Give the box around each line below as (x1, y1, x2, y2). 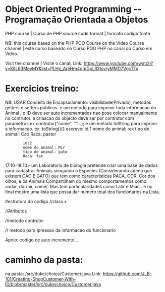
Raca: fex (23, 153, 43, 158)
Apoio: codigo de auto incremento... (5, 237, 78, 243)
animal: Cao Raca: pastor (5, 131, 56, 137)
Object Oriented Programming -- (5, 3, 142, 15)
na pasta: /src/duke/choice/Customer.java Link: (5, 271, 102, 277)
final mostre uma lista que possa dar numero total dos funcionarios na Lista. (5, 189, 160, 195)
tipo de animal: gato (23, 149, 68, 154)
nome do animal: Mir (23, 145, 65, 150)
